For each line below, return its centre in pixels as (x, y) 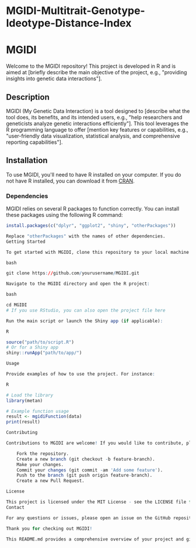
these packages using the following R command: (64, 215)
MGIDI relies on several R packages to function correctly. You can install (93, 209)
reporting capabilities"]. (34, 142)
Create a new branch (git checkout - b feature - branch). (86, 459)
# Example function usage (37, 411)
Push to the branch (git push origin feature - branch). (85, 475)
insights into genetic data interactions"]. (54, 79)
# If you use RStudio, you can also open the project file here (86, 310)
